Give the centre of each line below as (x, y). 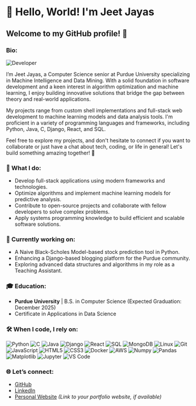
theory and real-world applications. (49, 99)
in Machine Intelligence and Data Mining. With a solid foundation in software (98, 80)
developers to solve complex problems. (62, 212)
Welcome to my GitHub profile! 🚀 (67, 34)
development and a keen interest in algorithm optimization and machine (92, 87)
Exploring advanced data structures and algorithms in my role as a (94, 264)
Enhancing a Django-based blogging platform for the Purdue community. (102, 258)
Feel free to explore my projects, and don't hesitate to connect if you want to (98, 140)
